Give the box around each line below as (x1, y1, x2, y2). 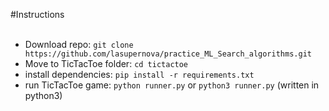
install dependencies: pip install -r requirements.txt (24, 69, 255, 80)
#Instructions (10, 9, 65, 20)
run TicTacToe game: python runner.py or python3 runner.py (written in (24, 79, 320, 91)
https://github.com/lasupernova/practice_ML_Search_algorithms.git (24, 49, 312, 59)
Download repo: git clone (24, 39, 134, 50)
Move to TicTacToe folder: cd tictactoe (24, 58, 189, 69)
